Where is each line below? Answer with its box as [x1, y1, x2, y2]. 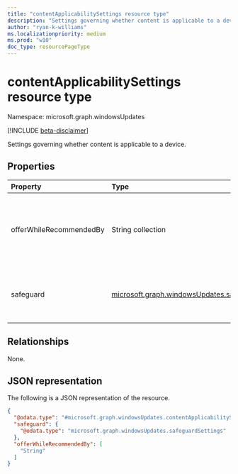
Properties [7, 160, 55, 172]
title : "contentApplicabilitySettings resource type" [7, 10, 170, 18]
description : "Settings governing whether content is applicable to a [7, 17, 220, 24]
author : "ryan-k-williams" [7, 23, 87, 31]
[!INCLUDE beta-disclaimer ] [7, 126, 89, 135]
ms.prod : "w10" [7, 37, 52, 44]
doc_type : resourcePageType [7, 43, 91, 50]
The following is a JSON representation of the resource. [7, 394, 170, 402]
